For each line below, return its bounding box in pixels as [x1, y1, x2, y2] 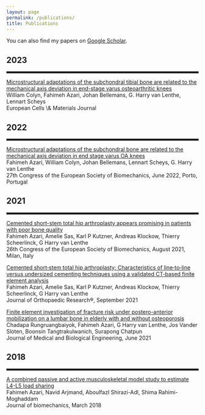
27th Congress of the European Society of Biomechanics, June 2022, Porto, [6, 172, 198, 179]
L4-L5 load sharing [6, 382, 55, 389]
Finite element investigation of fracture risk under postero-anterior [6, 308, 173, 315]
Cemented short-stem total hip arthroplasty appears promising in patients [6, 219, 192, 226]
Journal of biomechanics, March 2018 [6, 402, 102, 409]
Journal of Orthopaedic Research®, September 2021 [6, 296, 138, 304]
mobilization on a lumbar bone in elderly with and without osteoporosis [6, 315, 185, 322]
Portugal [6, 178, 28, 185]
